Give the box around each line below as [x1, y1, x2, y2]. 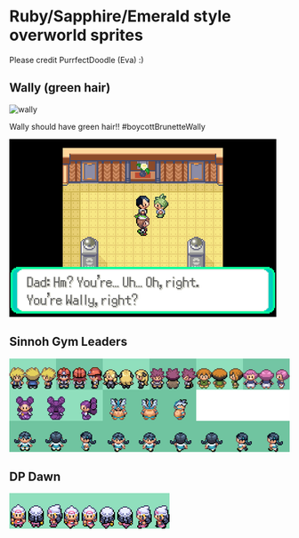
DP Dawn [9, 469, 61, 484]
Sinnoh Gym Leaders [9, 334, 127, 349]
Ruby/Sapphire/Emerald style [9, 6, 231, 27]
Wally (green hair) [9, 80, 111, 95]
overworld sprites [9, 25, 144, 45]
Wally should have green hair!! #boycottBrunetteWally [9, 121, 206, 132]
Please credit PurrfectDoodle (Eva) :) [9, 54, 144, 65]
